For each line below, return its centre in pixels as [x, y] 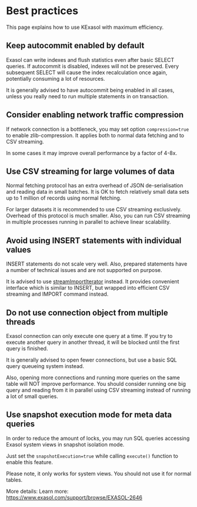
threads [21, 322]
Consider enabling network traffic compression [95, 115]
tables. [14, 480]
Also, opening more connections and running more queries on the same [93, 377]
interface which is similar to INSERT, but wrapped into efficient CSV [88, 288]
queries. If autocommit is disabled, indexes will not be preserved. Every [93, 66]
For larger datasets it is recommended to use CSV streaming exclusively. [94, 210]
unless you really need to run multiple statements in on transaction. [87, 96]
